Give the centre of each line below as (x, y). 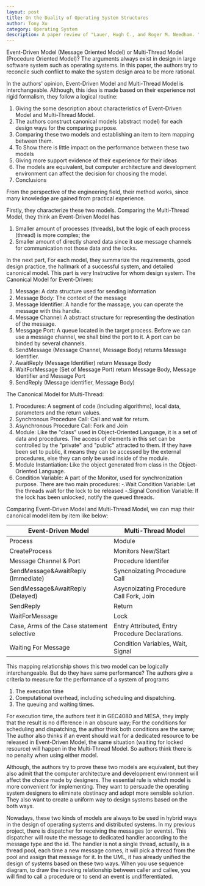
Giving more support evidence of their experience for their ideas (96, 160)
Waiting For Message (40, 648)
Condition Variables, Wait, (150, 644)
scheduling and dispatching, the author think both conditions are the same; (101, 729)
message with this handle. (48, 311)
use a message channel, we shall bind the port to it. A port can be (98, 337)
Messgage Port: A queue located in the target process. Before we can (103, 331)
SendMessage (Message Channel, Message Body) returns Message (101, 350)
